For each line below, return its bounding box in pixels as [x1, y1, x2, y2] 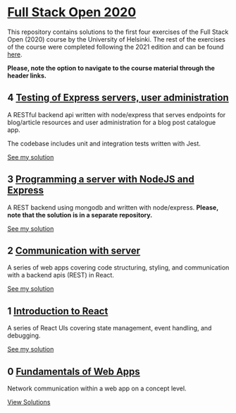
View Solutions [7, 398, 51, 406]
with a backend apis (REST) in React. [7, 271, 115, 280]
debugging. [7, 331, 41, 340]
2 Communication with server [7, 244, 141, 256]
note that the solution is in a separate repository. [7, 210, 153, 219]
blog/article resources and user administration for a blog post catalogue [7, 118, 216, 126]
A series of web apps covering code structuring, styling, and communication [7, 263, 230, 272]
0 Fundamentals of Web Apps [7, 365, 141, 378]
